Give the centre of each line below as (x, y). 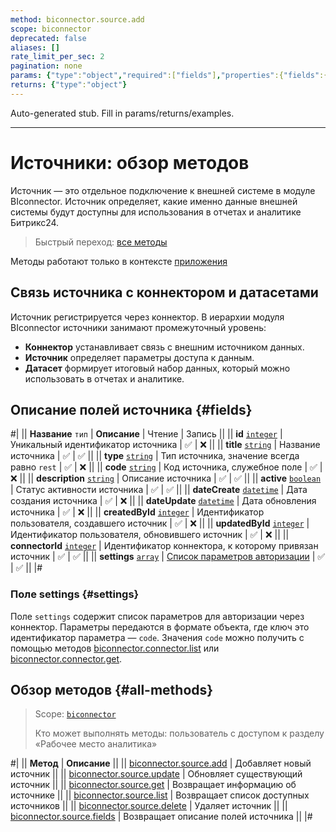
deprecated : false (48, 38)
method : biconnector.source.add (77, 19)
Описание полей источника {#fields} (131, 409)
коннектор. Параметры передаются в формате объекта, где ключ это (160, 627)
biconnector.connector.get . (66, 658)
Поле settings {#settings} (75, 594)
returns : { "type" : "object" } (69, 85)
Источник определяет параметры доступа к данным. (139, 357)
